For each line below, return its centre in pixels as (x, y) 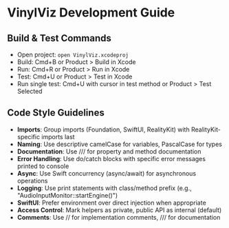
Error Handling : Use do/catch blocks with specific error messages (111, 158)
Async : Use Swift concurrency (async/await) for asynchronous (107, 173)
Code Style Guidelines (56, 113)
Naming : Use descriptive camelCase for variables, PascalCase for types (119, 144)
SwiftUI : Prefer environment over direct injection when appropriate (111, 203)
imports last (58, 136)
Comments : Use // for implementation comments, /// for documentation (119, 217)
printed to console (43, 166)
